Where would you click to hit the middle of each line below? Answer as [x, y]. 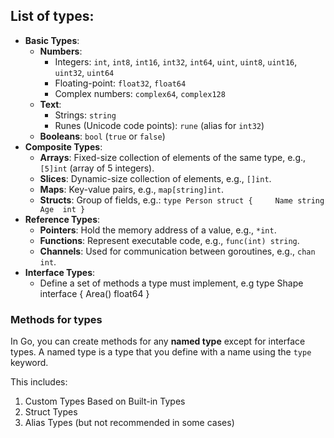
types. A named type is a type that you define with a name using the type [161, 352]
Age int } [62, 209]
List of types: [52, 16]
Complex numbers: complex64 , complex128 [140, 93]
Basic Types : [52, 40]
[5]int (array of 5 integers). [97, 168]
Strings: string [85, 115]
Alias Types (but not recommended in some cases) [129, 423]
